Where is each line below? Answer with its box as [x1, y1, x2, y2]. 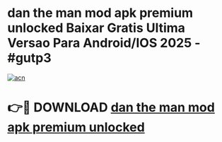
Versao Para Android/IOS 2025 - [7, 35, 201, 51]
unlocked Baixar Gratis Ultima [7, 20, 186, 36]
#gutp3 [7, 50, 52, 66]
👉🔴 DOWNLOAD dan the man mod [7, 100, 216, 116]
